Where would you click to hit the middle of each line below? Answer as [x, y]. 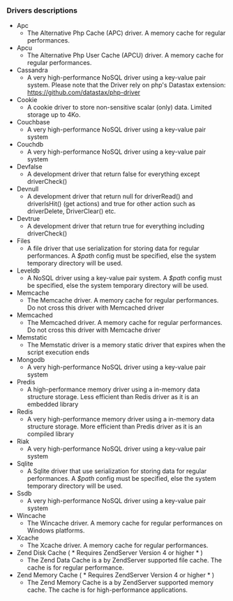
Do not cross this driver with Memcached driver [96, 308]
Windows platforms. [56, 530]
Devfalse [29, 167]
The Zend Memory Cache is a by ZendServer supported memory [120, 583]
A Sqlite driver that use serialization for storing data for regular [117, 471]
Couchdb [30, 145]
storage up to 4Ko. [54, 115]
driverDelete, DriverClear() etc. [72, 211]
